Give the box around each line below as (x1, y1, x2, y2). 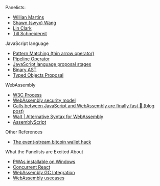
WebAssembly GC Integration (12, 170, 75, 175)
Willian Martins (12, 14, 44, 20)
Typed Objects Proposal (12, 72, 64, 78)
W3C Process (12, 92, 42, 98)
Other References (5, 129, 42, 135)
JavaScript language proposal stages (12, 61, 92, 67)
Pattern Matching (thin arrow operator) (12, 51, 95, 56)
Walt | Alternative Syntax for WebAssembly (12, 113, 104, 120)
